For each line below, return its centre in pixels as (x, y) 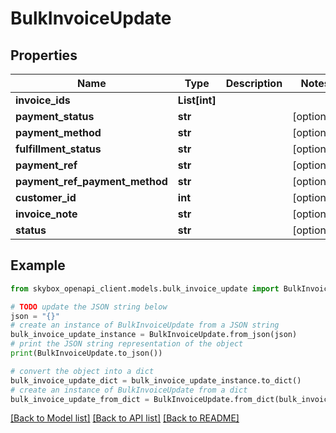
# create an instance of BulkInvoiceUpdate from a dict (129, 390)
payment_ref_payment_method (91, 181)
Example (38, 265)
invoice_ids (43, 100)
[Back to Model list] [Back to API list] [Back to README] (125, 418)
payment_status (55, 116)
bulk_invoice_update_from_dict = (80, 399)
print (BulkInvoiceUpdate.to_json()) (86, 353)
